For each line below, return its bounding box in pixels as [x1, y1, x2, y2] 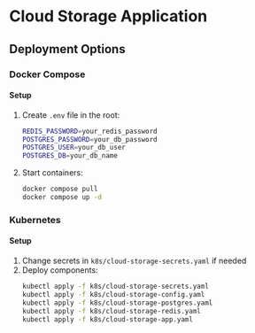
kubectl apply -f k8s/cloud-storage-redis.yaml [21, 306, 201, 315]
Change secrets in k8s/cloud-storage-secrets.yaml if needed [21, 255, 247, 267]
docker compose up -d [21, 193, 102, 202]
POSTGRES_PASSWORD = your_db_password [21, 135, 158, 143]
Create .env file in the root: [21, 109, 120, 120]
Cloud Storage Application [9, 6, 208, 27]
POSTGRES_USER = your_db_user [21, 143, 126, 152]
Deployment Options [9, 42, 126, 57]
